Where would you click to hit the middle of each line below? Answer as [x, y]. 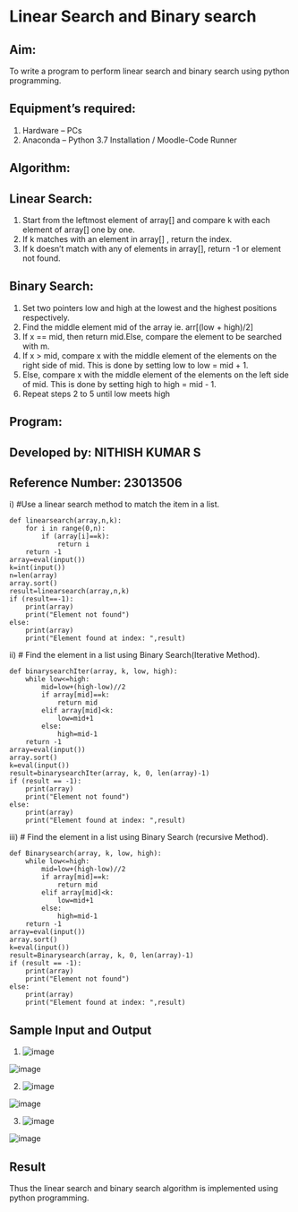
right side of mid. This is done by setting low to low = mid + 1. [135, 365]
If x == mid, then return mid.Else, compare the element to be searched [152, 336]
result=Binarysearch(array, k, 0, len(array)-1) [102, 956]
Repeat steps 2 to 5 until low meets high [96, 394]
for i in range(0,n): [65, 529]
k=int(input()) [38, 568]
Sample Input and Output [81, 1030]
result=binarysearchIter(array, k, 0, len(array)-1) [110, 774]
